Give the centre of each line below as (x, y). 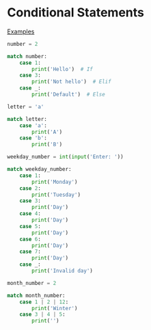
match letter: (27, 119)
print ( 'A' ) (47, 132)
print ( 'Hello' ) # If (63, 69)
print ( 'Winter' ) (55, 308)
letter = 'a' (26, 107)
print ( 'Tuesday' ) (56, 195)
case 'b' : (33, 138)
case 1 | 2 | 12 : (44, 302)
